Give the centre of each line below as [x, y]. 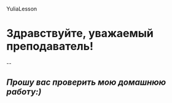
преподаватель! [50, 47]
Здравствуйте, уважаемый [80, 34]
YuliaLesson [22, 9]
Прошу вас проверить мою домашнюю [86, 83]
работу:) [24, 92]
